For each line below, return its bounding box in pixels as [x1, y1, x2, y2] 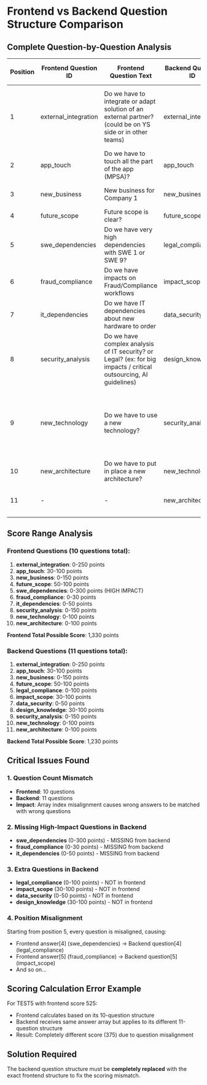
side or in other [104, 128, 148, 136]
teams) [104, 136, 125, 144]
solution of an [104, 105, 144, 113]
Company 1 [104, 194, 138, 202]
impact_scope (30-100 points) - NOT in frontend [15, 886, 140, 893]
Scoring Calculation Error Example [7, 983, 142, 994]
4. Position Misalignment [7, 914, 83, 922]
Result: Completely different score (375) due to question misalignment [15, 1031, 194, 1038]
